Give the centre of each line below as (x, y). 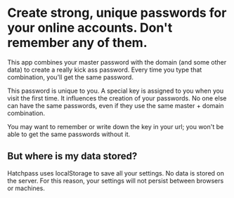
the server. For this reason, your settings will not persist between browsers (116, 180)
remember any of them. (77, 43)
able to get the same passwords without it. (69, 134)
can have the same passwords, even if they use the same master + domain (116, 105)
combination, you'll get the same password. (70, 77)
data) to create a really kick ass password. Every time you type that (105, 70)
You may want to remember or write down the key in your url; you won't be (116, 126)
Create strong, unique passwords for (117, 13)
